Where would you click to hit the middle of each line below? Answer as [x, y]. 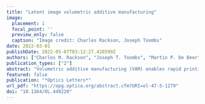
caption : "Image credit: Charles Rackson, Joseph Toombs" [87, 40]
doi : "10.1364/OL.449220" [39, 92]
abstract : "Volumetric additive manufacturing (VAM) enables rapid [94, 69]
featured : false [27, 75]
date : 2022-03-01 [28, 46]
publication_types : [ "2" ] [39, 63]
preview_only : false [38, 35]
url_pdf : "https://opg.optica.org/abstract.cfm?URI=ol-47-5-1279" [92, 86]
